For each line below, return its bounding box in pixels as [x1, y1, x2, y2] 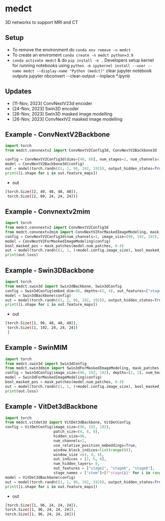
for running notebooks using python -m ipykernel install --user [12, 62, 146, 68]
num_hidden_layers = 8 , [53, 461, 100, 466]
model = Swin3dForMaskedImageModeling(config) [5, 375, 102, 380]
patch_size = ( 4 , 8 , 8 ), [53, 429, 100, 434]
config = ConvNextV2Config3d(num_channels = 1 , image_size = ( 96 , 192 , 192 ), [5, 234, 160, 239]
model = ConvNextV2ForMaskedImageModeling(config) [5, 239, 111, 244]
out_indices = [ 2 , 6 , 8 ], [53, 457, 107, 462]
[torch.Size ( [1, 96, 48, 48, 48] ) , [5, 321, 78, 326]
